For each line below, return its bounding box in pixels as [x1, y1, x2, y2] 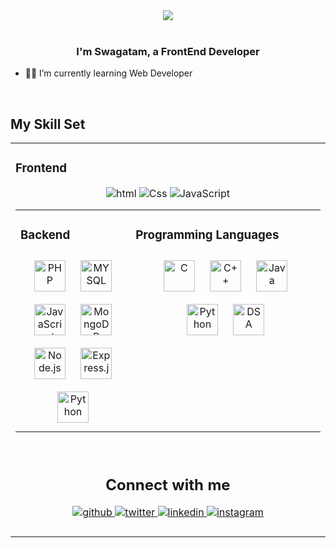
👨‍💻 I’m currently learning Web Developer [24, 67, 193, 79]
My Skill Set [10, 115, 86, 133]
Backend [20, 227, 71, 243]
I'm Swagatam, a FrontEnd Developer [76, 44, 260, 58]
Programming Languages [135, 227, 280, 243]
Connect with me [105, 475, 231, 494]
